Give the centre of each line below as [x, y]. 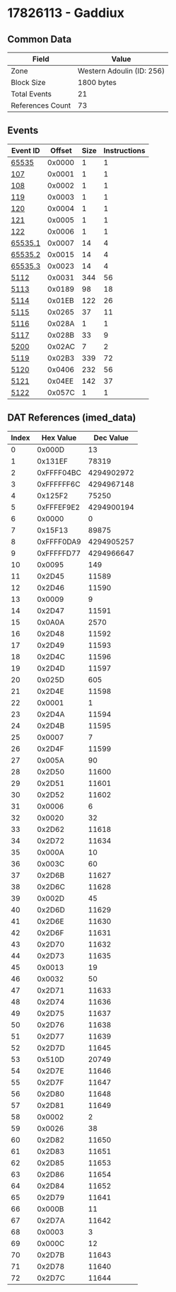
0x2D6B [51, 875]
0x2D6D [51, 910]
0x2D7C [51, 1278]
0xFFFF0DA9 [59, 542]
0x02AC [61, 346]
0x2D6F [51, 932]
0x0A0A [51, 622]
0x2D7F [51, 1082]
